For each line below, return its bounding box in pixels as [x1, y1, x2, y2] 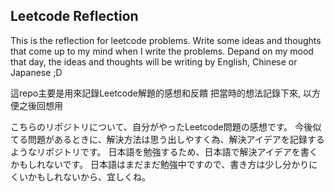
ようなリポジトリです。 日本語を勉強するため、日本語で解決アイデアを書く [10, 145, 318, 158]
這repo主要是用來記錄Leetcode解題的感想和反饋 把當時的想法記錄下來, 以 [10, 87, 312, 99]
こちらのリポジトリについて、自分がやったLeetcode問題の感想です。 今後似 [10, 120, 322, 133]
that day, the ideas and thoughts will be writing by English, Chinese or [10, 55, 298, 68]
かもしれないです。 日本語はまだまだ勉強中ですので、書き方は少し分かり [10, 158, 310, 170]
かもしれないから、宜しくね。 [27, 170, 151, 183]
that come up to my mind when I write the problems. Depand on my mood [10, 45, 314, 57]
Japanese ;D [10, 66, 63, 78]
